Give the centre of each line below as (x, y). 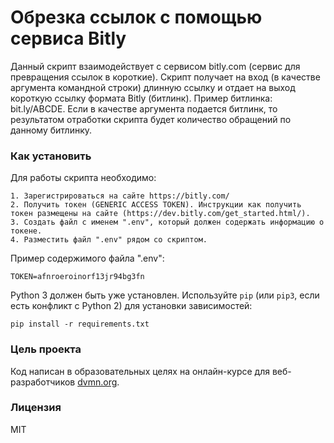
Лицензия (36, 408)
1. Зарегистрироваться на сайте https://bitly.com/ (120, 196)
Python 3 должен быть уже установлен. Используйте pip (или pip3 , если (165, 295)
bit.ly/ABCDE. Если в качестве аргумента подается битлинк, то (144, 108)
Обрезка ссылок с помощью (136, 17)
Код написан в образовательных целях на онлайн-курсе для (140, 371)
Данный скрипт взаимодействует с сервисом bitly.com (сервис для (155, 66)
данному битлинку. (51, 130)
